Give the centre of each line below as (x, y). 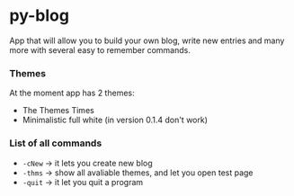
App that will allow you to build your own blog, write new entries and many (147, 40)
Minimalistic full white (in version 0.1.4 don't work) (115, 120)
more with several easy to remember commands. (100, 49)
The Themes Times (58, 111)
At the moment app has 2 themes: (72, 93)
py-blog (40, 16)
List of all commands (56, 143)
